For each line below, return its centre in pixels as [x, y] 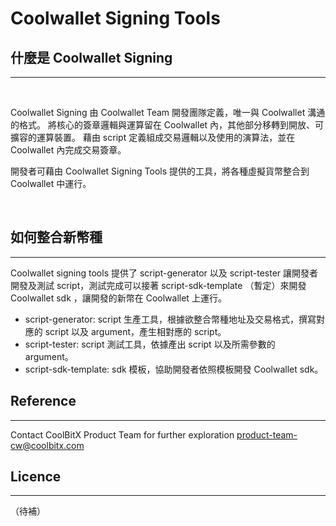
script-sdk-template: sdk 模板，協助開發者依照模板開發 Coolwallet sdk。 [174, 369]
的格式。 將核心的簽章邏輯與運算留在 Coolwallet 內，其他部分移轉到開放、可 [167, 125]
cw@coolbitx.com [47, 445]
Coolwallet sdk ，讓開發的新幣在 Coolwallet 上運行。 [118, 298]
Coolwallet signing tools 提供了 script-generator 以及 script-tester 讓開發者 [164, 273]
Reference [43, 401]
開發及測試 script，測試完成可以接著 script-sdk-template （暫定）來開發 [158, 285]
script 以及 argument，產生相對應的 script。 [135, 331]
